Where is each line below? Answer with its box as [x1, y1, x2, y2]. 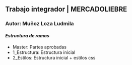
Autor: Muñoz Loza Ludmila [5, 20, 74, 27]
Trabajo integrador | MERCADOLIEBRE [5, 5, 127, 14]
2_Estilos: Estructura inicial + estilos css [12, 54, 96, 60]
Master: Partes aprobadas [12, 44, 67, 50]
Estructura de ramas [5, 32, 49, 38]
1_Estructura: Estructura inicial [12, 49, 76, 55]
